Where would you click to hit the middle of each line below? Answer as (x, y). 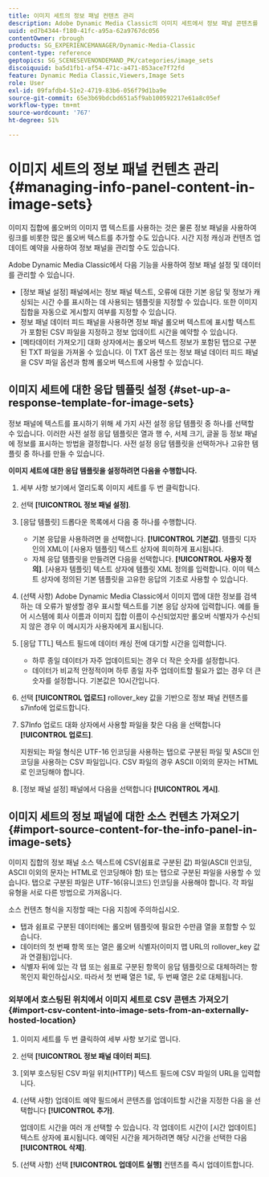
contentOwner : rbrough (46, 38)
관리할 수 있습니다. (45, 275)
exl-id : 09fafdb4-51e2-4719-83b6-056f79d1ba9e (88, 90)
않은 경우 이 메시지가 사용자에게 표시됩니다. (96, 626)
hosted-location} (42, 1020)
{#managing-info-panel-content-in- (132, 188)
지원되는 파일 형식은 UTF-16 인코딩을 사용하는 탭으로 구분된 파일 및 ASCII (135, 751)
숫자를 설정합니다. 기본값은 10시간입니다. (96, 680)
